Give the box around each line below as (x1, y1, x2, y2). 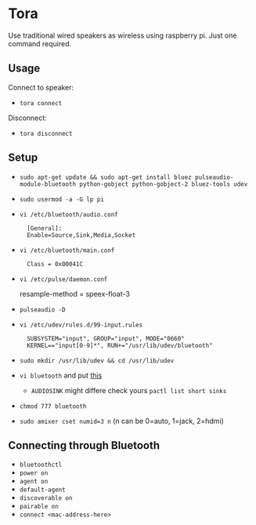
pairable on (19, 503, 59, 511)
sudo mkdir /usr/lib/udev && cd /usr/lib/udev (19, 356, 175, 365)
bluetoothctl (19, 461, 63, 469)
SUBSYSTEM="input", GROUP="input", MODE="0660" (27, 334, 186, 342)
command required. (8, 38, 72, 48)
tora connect (19, 99, 63, 107)
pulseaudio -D (19, 305, 66, 314)
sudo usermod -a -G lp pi (19, 195, 104, 203)
